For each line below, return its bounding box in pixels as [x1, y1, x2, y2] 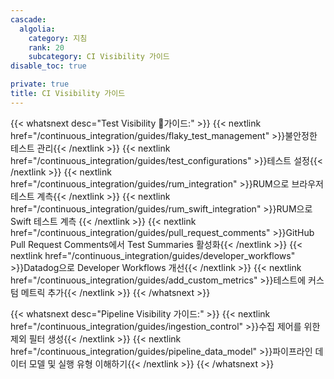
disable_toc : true [10, 61, 87, 71]
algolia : [19, 24, 56, 34]
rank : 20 [28, 42, 65, 53]
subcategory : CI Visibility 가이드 [28, 52, 170, 62]
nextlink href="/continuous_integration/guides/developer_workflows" [10, 249, 296, 261]
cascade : [10, 14, 47, 25]
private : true [10, 79, 70, 90]
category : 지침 [28, 33, 88, 43]
